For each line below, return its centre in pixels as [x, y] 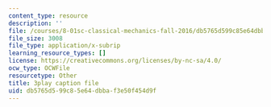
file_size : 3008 [35, 38]
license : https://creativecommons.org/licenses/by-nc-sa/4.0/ [115, 61]
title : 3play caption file [54, 83]
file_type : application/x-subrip [65, 46]
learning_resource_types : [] [57, 53]
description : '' [35, 23]
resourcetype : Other [43, 76]
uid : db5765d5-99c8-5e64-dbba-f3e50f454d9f [83, 91]
